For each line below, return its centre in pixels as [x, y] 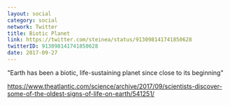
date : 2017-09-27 [33, 53]
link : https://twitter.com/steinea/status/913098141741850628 [100, 40]
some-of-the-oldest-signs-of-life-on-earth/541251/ [81, 93]
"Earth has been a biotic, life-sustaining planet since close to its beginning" [115, 72]
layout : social [29, 14]
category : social [33, 20]
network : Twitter [33, 27]
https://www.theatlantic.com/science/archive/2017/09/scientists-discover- [115, 86]
